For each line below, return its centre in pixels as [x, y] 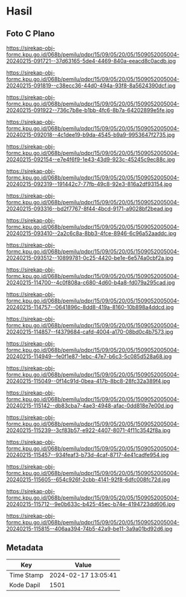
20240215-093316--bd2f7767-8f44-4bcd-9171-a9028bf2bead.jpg [89, 208]
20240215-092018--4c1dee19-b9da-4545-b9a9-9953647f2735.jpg [91, 135]
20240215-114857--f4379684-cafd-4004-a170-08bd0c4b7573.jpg [90, 332]
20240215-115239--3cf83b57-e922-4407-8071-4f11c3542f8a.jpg [88, 430]
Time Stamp [27, 575]
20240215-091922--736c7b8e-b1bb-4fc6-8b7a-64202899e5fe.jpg [90, 110]
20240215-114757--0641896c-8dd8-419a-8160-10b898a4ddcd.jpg [90, 307]
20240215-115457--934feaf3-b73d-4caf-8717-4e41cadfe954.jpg [88, 455]
